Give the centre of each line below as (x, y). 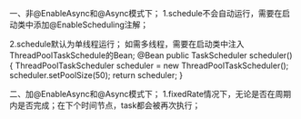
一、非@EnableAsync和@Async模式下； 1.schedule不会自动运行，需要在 (146, 13)
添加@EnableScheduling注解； (91, 25)
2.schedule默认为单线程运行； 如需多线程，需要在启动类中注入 (127, 44)
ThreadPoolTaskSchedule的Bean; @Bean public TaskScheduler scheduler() (151, 55)
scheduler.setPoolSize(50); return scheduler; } (96, 75)
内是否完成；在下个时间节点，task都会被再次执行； (105, 105)
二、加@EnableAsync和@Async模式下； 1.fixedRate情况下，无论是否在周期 (150, 94)
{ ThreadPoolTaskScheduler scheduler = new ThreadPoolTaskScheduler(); (149, 65)
